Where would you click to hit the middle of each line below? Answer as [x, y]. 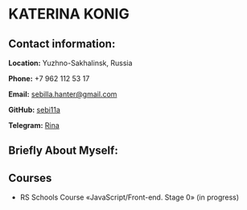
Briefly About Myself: [63, 151]
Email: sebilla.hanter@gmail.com [63, 94]
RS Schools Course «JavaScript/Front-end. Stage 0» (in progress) [130, 197]
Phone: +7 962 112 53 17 [49, 78]
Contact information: [62, 44]
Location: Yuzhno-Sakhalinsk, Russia [70, 63]
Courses [30, 178]
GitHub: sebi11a [34, 110]
